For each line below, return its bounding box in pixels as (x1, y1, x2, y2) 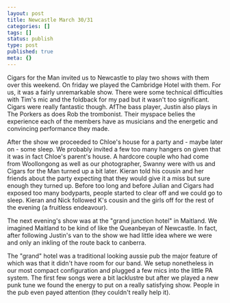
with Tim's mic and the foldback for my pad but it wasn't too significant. (7, 95, 210, 104)
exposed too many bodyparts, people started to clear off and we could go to (7, 189, 222, 197)
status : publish (7, 36, 53, 43)
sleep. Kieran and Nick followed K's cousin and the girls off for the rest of (7, 196, 214, 204)
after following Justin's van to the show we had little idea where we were (7, 231, 212, 239)
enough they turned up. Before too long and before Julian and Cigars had (7, 181, 214, 189)
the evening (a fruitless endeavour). (7, 203, 108, 211)
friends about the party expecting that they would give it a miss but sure (7, 174, 211, 182)
